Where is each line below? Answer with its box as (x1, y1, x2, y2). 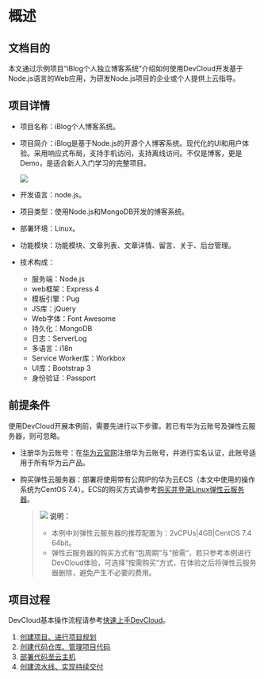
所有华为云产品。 (33, 457, 90, 467)
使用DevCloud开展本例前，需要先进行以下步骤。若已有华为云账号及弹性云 (8, 421, 249, 430)
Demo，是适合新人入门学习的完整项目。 (19, 158, 151, 167)
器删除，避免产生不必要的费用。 (51, 567, 156, 577)
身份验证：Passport (31, 373, 97, 383)
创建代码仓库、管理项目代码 (19, 643, 111, 652)
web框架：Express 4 (31, 284, 100, 293)
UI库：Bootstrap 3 (31, 363, 91, 372)
